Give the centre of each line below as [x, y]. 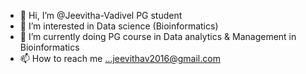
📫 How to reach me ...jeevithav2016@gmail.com [120, 58]
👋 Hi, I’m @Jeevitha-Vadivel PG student [101, 15]
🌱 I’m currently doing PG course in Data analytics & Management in [158, 36]
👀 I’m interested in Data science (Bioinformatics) [119, 26]
